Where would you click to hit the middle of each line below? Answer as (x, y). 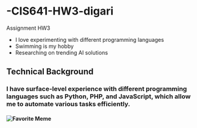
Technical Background (50, 72)
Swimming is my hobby (45, 46)
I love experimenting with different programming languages (90, 39)
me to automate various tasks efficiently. (68, 104)
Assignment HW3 (28, 28)
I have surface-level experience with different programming (97, 89)
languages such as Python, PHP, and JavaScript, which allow (99, 96)
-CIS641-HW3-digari (60, 11)
